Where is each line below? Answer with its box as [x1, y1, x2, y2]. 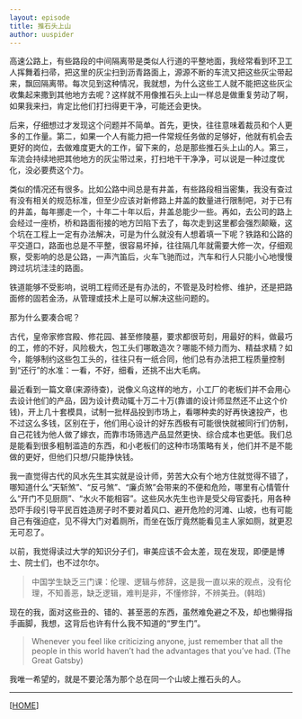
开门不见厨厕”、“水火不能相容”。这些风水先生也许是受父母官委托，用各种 [21, 493, 291, 504]
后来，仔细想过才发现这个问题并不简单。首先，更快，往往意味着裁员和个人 [9, 120, 285, 130]
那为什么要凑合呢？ [9, 312, 81, 323]
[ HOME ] [9, 700, 40, 711]
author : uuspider [9, 30, 75, 39]
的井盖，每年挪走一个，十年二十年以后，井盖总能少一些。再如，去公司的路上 [9, 206, 293, 217]
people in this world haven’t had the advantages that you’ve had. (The [31, 645, 291, 657]
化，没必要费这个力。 [9, 165, 88, 175]
